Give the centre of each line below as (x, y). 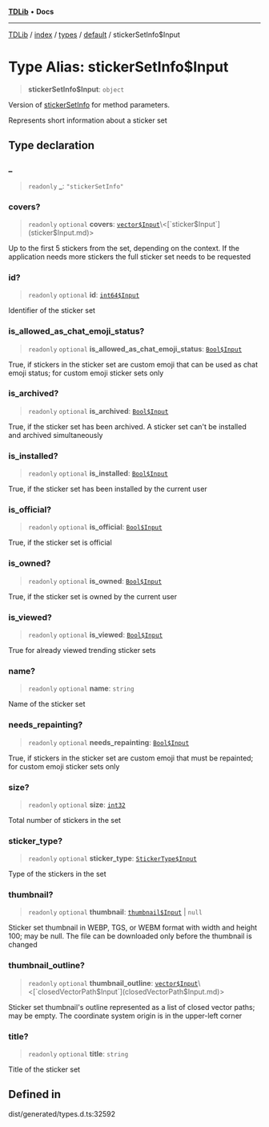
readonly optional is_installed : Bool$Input (98, 473)
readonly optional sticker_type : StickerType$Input (112, 858)
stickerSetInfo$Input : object (76, 89)
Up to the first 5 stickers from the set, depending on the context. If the (124, 248)
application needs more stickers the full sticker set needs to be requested (130, 257)
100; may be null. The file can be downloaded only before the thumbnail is (130, 936)
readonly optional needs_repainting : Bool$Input (108, 742)
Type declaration (51, 146)
